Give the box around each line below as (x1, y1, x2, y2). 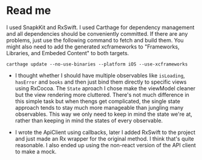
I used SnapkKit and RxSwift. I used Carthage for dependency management (6, 24, 195, 31)
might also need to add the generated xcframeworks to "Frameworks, (6, 43, 180, 50)
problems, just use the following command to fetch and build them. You (6, 36, 184, 44)
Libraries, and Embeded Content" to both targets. (6, 49, 129, 56)
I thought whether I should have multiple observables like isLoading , (15, 72, 186, 79)
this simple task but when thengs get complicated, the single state (15, 98, 180, 105)
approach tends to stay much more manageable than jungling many (15, 104, 184, 111)
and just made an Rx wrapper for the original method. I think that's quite (15, 135, 195, 142)
